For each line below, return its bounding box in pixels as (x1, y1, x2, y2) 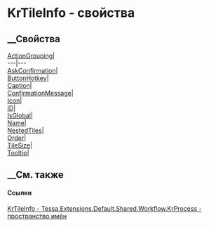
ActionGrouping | (7, 51, 55, 60)
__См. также (7, 169, 65, 181)
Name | (7, 119, 27, 127)
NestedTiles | (7, 127, 44, 134)
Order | (7, 134, 27, 142)
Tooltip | (7, 149, 29, 157)
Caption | (7, 82, 32, 89)
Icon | (7, 96, 22, 105)
